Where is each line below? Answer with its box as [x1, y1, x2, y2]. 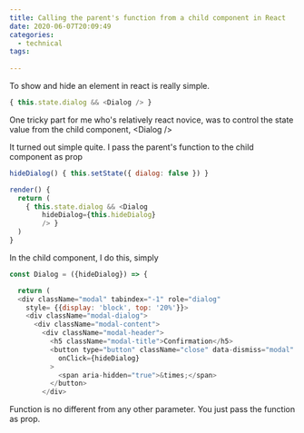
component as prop [9, 151, 83, 162]
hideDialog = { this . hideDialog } [42, 211, 156, 220]
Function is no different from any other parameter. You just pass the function [9, 404, 296, 415]
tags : [9, 47, 30, 56]
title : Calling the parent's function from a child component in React [9, 13, 286, 23]
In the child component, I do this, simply [9, 251, 159, 263]
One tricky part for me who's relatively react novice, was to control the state [9, 114, 294, 125]
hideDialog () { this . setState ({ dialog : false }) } [9, 169, 209, 178]
